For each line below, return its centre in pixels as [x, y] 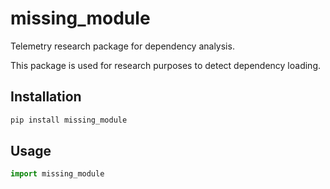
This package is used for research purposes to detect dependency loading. [165, 65]
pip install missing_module [69, 120]
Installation [46, 97]
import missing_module [57, 174]
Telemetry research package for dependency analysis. [122, 46]
